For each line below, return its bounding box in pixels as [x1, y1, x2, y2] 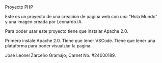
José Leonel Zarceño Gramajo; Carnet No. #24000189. [5, 52, 116, 58]
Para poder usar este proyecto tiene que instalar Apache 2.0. [5, 28, 129, 34]
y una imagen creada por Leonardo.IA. [5, 19, 83, 24]
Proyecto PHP [5, 4, 33, 10]
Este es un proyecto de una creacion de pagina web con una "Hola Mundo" [5, 14, 158, 19]
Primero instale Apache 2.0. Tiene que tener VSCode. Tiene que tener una [5, 38, 156, 43]
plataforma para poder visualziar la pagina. [5, 43, 92, 48]
